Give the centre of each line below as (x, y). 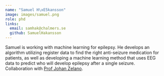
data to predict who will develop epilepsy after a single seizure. (70, 63)
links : (12, 24)
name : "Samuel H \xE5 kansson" (35, 10)
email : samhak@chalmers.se (38, 28)
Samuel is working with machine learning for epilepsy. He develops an (77, 47)
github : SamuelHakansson (35, 33)
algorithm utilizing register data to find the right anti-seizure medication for (82, 52)
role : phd (15, 19)
